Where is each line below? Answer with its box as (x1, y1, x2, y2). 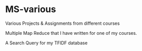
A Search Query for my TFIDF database (5, 39, 88, 46)
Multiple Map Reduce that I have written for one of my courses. (5, 30, 137, 36)
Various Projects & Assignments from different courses (5, 20, 120, 26)
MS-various (5, 4, 56, 15)
